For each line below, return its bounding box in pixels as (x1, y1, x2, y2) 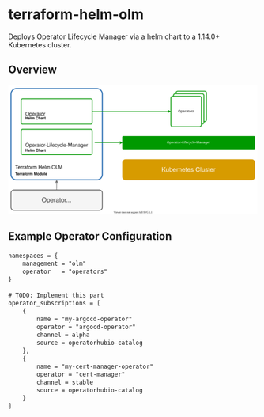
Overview (8, 63, 58, 77)
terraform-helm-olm (8, 6, 145, 24)
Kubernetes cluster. (8, 40, 72, 49)
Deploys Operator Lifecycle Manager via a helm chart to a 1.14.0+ (8, 32, 220, 41)
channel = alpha (36, 331, 90, 339)
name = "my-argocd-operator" (36, 315, 133, 323)
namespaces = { (8, 252, 58, 260)
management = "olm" (22, 260, 87, 267)
